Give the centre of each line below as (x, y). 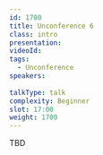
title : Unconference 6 (51, 26)
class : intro (34, 34)
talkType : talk (38, 92)
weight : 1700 (34, 117)
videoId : (26, 51)
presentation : (36, 43)
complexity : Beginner (50, 101)
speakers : (28, 76)
